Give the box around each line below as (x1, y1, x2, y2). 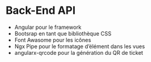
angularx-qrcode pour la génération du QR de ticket (14, 49, 143, 56)
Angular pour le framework (14, 23, 82, 31)
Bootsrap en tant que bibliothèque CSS (14, 29, 112, 37)
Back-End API (5, 4, 76, 17)
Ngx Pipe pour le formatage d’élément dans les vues (14, 43, 146, 50)
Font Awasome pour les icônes (14, 36, 91, 43)
